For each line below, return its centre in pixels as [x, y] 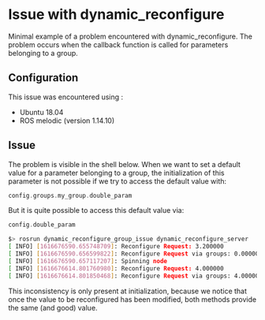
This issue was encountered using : [66, 97]
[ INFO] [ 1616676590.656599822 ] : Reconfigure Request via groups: [119, 254]
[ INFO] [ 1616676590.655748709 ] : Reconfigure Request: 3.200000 [116, 247]
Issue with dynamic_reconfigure [116, 15]
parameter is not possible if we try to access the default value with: [118, 181]
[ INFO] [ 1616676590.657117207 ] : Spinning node [88, 261]
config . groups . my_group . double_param [70, 195]
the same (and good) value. [53, 307]
